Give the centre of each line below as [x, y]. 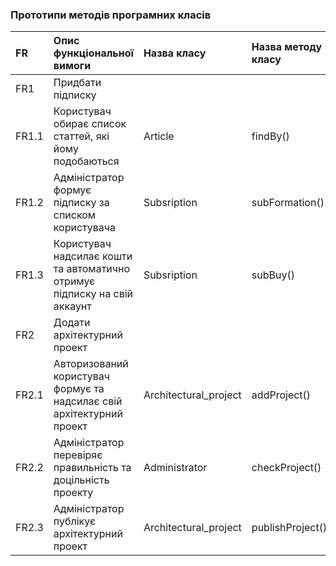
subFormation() [288, 203]
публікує [75, 521]
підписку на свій [93, 294]
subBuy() [273, 275]
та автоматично [92, 269]
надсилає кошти [93, 256]
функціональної [93, 53]
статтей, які [81, 136]
